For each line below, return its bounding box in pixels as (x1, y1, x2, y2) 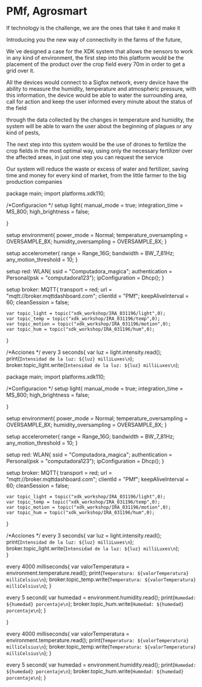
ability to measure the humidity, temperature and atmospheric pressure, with (6, 85, 197, 92)
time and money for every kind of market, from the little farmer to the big (6, 171, 187, 179)
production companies (6, 178, 62, 185)
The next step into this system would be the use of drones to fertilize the (6, 140, 186, 148)
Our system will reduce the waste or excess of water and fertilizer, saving (6, 165, 189, 172)
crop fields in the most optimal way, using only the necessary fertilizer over (6, 147, 193, 154)
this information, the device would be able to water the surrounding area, (6, 91, 188, 99)
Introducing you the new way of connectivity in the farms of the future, (6, 36, 182, 43)
